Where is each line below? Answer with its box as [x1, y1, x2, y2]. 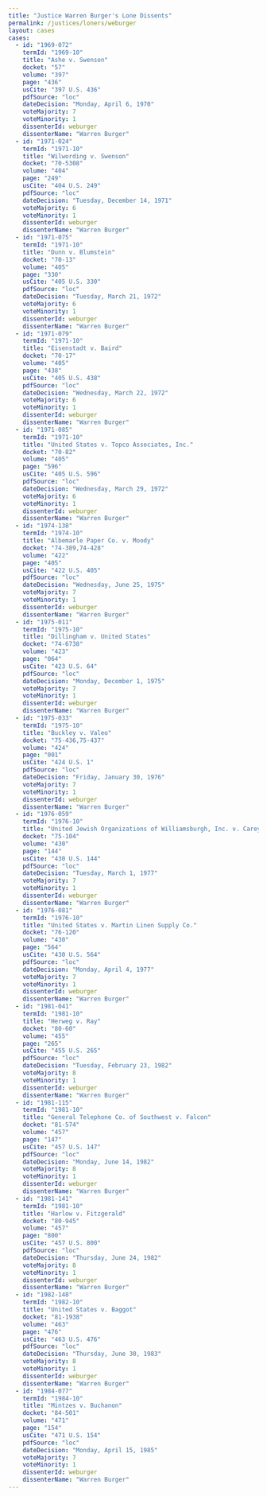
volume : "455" [22, 1032, 69, 1040]
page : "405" [22, 558, 62, 567]
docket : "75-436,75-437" [22, 736, 105, 744]
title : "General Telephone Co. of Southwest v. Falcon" [22, 1113, 212, 1121]
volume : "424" [22, 744, 69, 752]
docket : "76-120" [22, 928, 80, 937]
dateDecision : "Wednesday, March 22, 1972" [22, 389, 169, 397]
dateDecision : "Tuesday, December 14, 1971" [22, 196, 172, 204]
